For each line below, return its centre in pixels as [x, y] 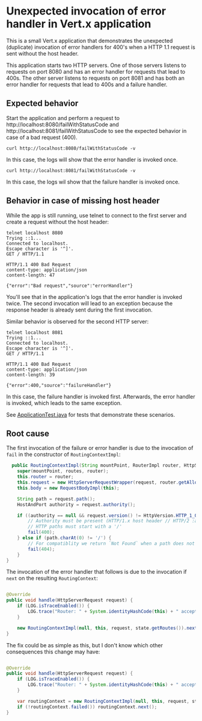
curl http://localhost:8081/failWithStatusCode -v [71, 170]
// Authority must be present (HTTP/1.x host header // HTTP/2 [109, 521]
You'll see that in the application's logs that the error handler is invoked [94, 296]
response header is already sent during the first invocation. [79, 310]
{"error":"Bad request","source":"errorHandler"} [70, 286]
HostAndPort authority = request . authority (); [76, 505]
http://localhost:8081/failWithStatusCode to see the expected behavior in [96, 130]
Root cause [28, 433]
